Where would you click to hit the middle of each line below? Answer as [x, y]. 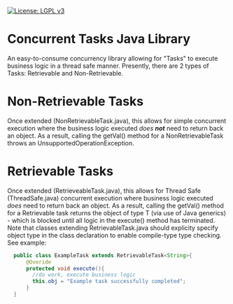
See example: [27, 243]
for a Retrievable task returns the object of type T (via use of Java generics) [116, 212]
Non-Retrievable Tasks [76, 102]
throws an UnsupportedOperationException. [71, 143]
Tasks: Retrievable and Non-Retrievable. [65, 73]
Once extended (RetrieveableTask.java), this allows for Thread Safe [104, 190]
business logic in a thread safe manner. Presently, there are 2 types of [108, 66]
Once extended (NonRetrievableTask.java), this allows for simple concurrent [117, 121]
